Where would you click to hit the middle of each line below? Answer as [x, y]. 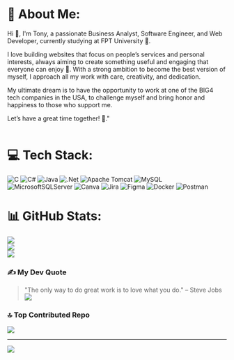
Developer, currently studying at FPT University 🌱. [79, 40]
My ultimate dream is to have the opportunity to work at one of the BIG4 [110, 90]
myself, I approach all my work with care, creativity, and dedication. [104, 77]
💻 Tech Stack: [50, 155]
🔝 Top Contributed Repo [49, 315]
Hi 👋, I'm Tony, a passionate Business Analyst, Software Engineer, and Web [115, 33]
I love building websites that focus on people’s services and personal [106, 54]
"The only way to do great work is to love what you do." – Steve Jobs [123, 290]
